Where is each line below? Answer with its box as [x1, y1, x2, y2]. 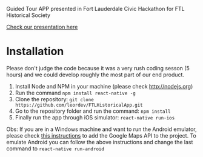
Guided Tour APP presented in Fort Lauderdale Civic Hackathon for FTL [6, 5, 185, 12]
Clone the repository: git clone [15, 95, 94, 102]
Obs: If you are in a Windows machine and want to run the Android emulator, [6, 125, 197, 133]
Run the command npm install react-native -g [15, 89, 136, 96]
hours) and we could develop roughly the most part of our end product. [6, 71, 185, 78]
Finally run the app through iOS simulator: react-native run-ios [15, 113, 175, 121]
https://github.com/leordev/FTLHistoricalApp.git [15, 102, 144, 108]
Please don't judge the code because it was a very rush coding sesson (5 [6, 64, 190, 72]
